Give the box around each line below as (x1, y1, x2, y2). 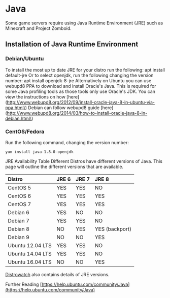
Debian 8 (8, 225, 29, 233)
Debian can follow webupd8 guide (27, 105, 100, 111)
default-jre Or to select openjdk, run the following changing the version (5, 72, 154, 78)
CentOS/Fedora (5, 128, 45, 135)
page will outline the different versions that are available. (5, 163, 123, 170)
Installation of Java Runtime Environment (5, 40, 139, 49)
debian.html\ (5, 115, 32, 121)
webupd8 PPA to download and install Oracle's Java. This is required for (5, 83, 156, 89)
